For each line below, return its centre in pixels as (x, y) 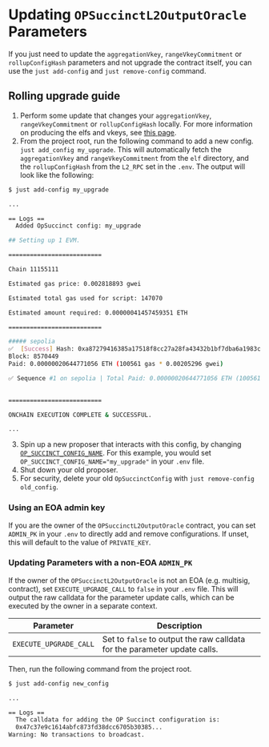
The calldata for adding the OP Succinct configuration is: (118, 720)
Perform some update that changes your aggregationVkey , (116, 115)
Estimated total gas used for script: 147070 (85, 298)
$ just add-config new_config (59, 683)
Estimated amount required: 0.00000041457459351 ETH (98, 313)
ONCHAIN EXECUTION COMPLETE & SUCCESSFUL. (80, 415)
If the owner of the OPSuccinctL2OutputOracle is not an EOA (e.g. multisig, (129, 580)
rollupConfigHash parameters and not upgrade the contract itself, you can (130, 62)
